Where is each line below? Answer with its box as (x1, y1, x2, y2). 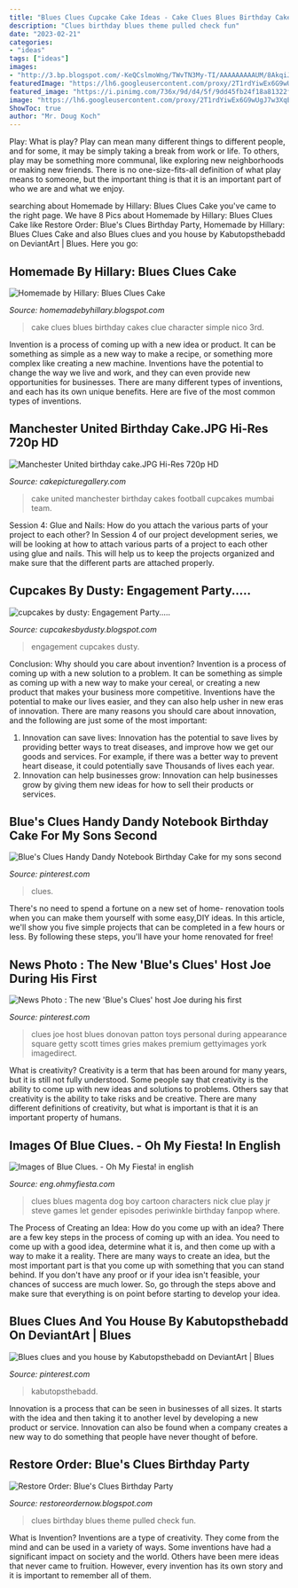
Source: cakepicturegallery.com (9, 476, 127, 486)
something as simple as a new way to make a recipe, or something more (9, 348, 273, 359)
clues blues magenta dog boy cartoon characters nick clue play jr (30, 1196, 271, 1207)
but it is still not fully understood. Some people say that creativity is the (9, 1074, 269, 1085)
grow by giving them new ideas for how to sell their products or (21, 779, 255, 790)
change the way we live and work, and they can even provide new (9, 367, 251, 378)
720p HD (9, 436, 59, 451)
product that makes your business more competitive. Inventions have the (9, 687, 276, 697)
